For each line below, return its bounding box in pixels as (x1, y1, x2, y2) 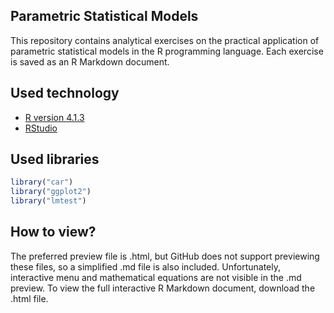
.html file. (10, 292, 49, 304)
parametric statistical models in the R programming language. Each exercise (10, 45, 324, 57)
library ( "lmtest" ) (10, 196, 87, 206)
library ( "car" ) (10, 177, 74, 188)
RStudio (24, 122, 58, 134)
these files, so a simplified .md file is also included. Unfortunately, (10, 260, 282, 273)
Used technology (10, 85, 120, 102)
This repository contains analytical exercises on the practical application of (10, 34, 320, 46)
